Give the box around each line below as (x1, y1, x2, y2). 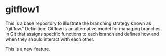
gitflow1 (5, 4, 40, 15)
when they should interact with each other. (5, 36, 95, 42)
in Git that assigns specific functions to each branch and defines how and (5, 31, 159, 37)
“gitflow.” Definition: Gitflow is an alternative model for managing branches (5, 25, 161, 31)
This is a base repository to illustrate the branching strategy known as (5, 20, 151, 26)
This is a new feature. (5, 46, 51, 52)
